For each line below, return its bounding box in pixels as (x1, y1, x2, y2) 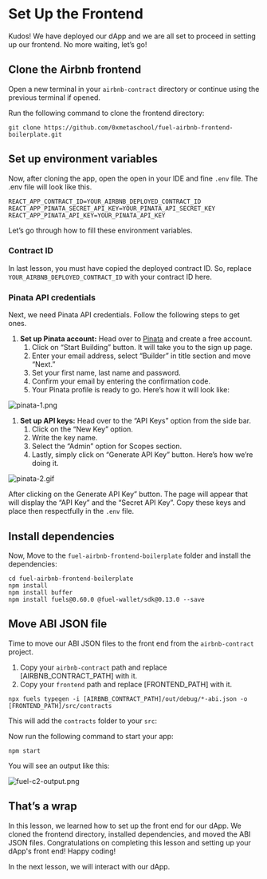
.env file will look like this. (8, 181, 92, 192)
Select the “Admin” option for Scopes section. (31, 441, 183, 451)
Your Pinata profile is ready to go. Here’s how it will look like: (31, 385, 230, 395)
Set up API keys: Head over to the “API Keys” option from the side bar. (19, 416, 252, 426)
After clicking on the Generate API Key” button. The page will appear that (8, 489, 249, 499)
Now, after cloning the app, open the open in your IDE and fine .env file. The (8, 173, 258, 183)
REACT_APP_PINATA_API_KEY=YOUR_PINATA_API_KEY (8, 211, 166, 220)
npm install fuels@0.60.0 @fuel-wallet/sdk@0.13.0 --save (8, 595, 205, 603)
